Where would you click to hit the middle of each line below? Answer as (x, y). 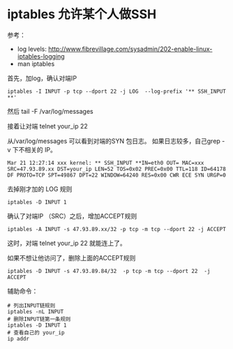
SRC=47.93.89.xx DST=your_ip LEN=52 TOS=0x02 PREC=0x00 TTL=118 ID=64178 (117, 169)
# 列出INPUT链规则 (31, 305)
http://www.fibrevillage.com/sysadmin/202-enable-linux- (130, 49)
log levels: (32, 49)
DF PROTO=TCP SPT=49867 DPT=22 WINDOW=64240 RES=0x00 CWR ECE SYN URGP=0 (117, 175)
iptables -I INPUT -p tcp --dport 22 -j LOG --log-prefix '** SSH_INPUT (117, 91)
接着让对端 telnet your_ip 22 (48, 126)
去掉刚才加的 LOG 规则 (40, 188)
